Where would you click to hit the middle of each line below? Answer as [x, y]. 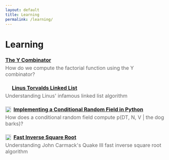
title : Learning [22, 15]
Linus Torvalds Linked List [45, 88]
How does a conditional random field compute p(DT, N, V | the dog [85, 117]
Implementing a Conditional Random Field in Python [78, 109]
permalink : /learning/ [29, 19]
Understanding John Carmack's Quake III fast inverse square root [83, 145]
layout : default [22, 10]
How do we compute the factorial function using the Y [70, 68]
